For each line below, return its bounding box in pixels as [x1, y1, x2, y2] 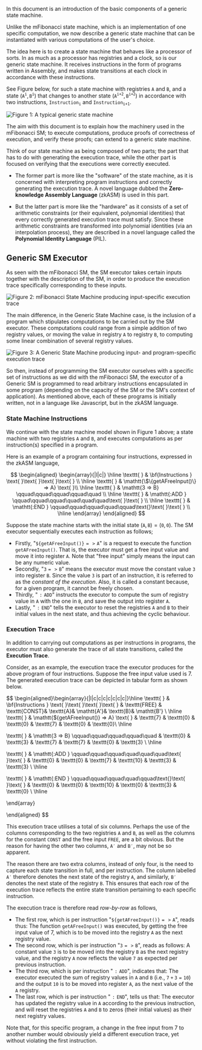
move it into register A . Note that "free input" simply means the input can [14, 552, 195, 559]
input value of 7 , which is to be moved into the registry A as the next [14, 928, 183, 936]
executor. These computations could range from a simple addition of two [6, 324, 188, 332]
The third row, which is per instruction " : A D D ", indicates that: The [14, 967, 179, 974]
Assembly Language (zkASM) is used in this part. [45, 191, 169, 199]
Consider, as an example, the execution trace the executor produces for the [6, 663, 194, 671]
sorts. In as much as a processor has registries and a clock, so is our [6, 54, 177, 61]
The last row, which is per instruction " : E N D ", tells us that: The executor [14, 993, 195, 1000]
